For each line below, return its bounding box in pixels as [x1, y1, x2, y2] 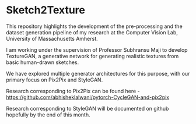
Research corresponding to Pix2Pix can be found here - [6, 87, 140, 94]
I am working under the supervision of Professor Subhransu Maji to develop [6, 46, 188, 53]
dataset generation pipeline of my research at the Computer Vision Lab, [6, 29, 178, 36]
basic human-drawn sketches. [6, 59, 79, 66]
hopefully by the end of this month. [6, 111, 90, 118]
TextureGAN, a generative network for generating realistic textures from [6, 52, 179, 59]
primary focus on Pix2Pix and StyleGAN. [6, 76, 103, 83]
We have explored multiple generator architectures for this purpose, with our [6, 70, 190, 77]
